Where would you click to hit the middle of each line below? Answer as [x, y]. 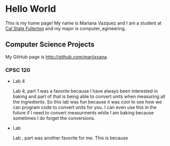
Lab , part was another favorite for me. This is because [70, 138]
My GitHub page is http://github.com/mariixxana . [57, 57]
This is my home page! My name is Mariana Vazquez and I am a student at [83, 23]
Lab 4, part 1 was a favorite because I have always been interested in [85, 91]
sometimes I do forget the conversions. [54, 118]
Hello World [31, 9]
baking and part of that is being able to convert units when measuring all [89, 96]
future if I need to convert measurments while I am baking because [83, 113]
